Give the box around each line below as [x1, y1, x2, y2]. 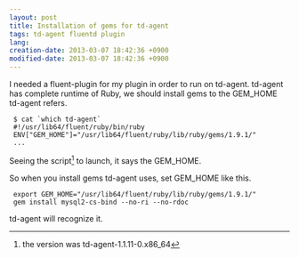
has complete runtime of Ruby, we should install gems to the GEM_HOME [9, 88, 278, 99]
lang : [9, 37, 29, 47]
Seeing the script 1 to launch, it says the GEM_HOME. [9, 154, 202, 165]
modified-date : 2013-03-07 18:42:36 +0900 [9, 54, 169, 63]
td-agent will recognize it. [9, 213, 103, 223]
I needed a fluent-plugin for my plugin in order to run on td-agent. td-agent [9, 79, 284, 89]
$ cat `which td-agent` [12, 115, 101, 124]
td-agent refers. [9, 98, 68, 108]
